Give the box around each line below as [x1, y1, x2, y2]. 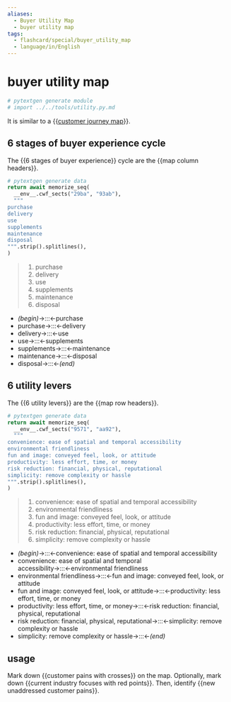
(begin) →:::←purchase [17, 314, 83, 323]
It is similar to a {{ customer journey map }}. [7, 116, 131, 125]
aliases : [7, 10, 33, 18]
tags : [7, 30, 23, 38]
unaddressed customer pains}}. [7, 686, 100, 695]
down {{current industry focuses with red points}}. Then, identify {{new [7, 679, 215, 688]
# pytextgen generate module [7, 97, 93, 104]
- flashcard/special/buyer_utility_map [13, 37, 131, 44]
